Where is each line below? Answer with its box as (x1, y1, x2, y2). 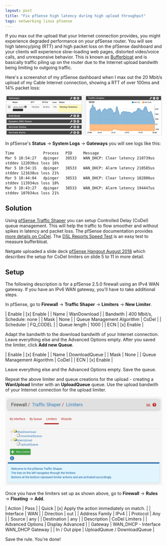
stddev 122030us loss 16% (5, 160, 59, 166)
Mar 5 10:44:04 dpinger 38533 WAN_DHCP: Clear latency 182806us (5, 175, 155, 181)
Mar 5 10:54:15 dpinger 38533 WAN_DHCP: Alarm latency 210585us (5, 165, 155, 171)
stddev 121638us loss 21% (5, 170, 59, 176)
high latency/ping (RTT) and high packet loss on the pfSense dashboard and (5, 43, 162, 49)
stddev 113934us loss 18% (5, 180, 59, 186)
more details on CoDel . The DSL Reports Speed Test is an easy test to (5, 233, 149, 239)
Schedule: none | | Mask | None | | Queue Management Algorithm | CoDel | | (5, 316, 162, 322)
